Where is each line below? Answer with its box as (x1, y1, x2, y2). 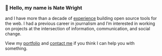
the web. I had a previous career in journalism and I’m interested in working (5, 20, 155, 26)
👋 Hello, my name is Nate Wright (5, 4, 82, 11)
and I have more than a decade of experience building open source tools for (5, 16, 157, 21)
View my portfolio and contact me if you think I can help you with (5, 40, 135, 46)
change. (5, 31, 22, 37)
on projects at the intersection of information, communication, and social (5, 26, 150, 32)
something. (5, 46, 28, 52)
